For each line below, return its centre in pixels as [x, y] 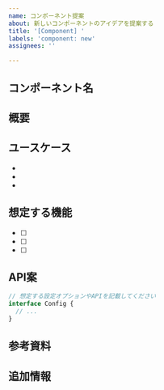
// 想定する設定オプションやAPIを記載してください [82, 296]
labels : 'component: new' [52, 38]
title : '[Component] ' [46, 31]
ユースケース [40, 148]
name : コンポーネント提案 [46, 16]
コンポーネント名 [51, 88]
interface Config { [41, 304]
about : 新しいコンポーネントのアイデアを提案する [81, 23]
